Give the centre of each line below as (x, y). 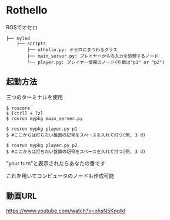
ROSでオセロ (22, 27)
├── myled (18, 38)
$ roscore (18, 108)
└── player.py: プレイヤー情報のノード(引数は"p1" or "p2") (96, 62)
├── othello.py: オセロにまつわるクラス (72, 50)
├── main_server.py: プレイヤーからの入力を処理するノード (93, 56)
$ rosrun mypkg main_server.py (44, 118)
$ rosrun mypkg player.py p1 (42, 129)
